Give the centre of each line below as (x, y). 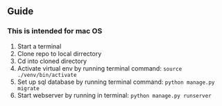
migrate (28, 88)
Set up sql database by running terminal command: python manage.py (116, 82)
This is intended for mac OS (55, 31)
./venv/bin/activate (47, 75)
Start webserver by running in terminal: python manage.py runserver (114, 95)
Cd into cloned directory (52, 61)
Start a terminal (39, 46)
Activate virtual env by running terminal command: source (100, 68)
